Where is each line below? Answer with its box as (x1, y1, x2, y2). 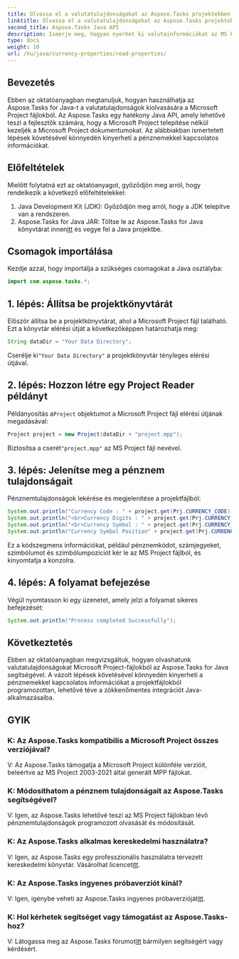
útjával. (7, 358, 29, 367)
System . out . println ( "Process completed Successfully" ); (7, 617, 176, 624)
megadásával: (7, 416, 48, 425)
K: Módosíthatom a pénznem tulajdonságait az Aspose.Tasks (7, 786, 224, 796)
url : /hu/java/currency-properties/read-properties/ (7, 51, 167, 58)
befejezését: (7, 603, 44, 612)
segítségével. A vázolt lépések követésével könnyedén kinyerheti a (7, 671, 203, 679)
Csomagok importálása (7, 245, 113, 257)
